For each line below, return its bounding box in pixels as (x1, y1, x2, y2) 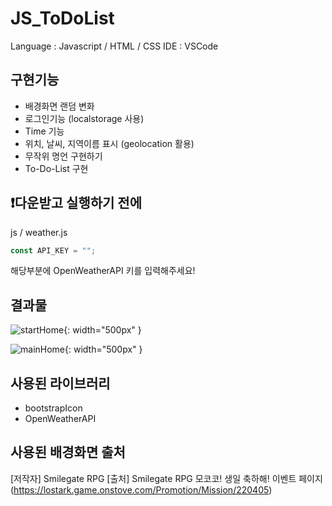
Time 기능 (24, 125, 65, 137)
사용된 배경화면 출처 (10, 444, 126, 461)
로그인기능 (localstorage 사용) (24, 112, 145, 124)
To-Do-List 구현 (24, 162, 89, 174)
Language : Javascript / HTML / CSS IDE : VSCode (10, 40, 219, 52)
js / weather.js (10, 226, 68, 238)
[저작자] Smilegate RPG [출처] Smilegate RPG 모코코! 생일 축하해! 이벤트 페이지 (10, 472, 323, 484)
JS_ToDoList (10, 7, 115, 30)
